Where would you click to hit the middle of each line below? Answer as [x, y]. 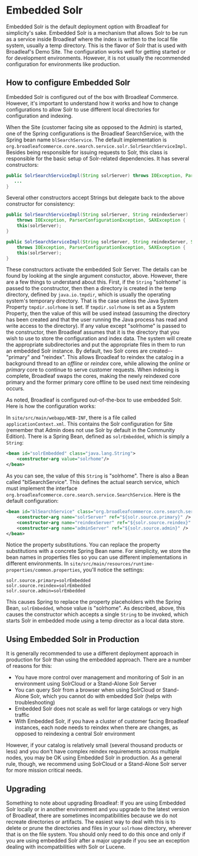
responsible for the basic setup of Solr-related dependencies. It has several [98, 158]
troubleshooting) [35, 703]
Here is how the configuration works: [51, 406]
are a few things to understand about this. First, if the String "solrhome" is [96, 282]
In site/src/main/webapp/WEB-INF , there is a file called [71, 418]
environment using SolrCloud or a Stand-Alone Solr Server [86, 684]
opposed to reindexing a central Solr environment [75, 734]
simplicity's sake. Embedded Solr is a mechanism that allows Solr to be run [97, 32]
